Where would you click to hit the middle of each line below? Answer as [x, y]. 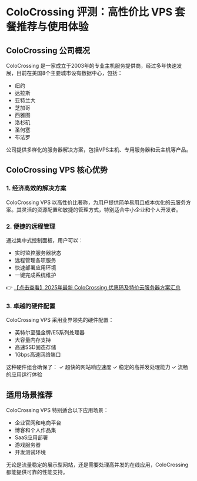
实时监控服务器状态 [38, 253]
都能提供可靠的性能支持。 [37, 472]
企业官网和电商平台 [38, 423]
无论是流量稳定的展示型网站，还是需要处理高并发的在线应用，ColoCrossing [97, 465]
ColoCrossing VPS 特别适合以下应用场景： [57, 410]
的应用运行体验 [24, 374]
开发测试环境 [30, 452]
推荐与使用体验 [53, 27]
